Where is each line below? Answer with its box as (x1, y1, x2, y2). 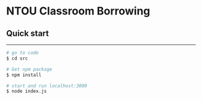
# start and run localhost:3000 (6, 83, 87, 89)
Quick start (6, 28, 49, 39)
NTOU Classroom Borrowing (6, 4, 150, 18)
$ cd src (6, 55, 28, 61)
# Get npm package (6, 66, 52, 72)
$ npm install (6, 72, 42, 78)
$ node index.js (6, 89, 47, 95)
